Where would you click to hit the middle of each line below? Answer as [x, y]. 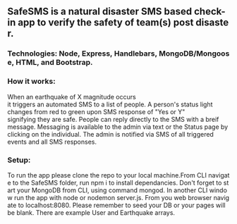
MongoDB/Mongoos [194, 54]
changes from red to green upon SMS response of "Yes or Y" [96, 111]
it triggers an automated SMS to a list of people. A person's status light [110, 104]
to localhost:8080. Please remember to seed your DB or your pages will [122, 205]
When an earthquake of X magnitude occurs [72, 97]
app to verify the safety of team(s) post [105, 23]
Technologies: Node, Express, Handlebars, [82, 54]
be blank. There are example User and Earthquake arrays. [91, 212]
